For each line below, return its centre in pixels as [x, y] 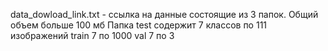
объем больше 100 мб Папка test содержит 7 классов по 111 [139, 25]
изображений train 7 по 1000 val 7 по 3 [92, 35]
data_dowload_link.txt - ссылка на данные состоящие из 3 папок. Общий [164, 14]
